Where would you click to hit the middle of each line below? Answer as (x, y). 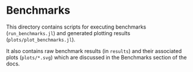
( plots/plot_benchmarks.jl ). (41, 39)
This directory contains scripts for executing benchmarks (76, 27)
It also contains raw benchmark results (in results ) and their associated (94, 51)
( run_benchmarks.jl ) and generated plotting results (68, 33)
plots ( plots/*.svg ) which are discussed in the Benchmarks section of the (96, 57)
